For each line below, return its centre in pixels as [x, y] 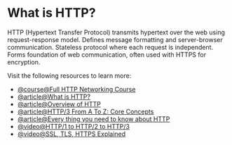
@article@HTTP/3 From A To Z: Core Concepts [86, 111]
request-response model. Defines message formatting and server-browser [115, 39]
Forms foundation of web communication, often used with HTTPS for [107, 55]
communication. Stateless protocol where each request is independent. [110, 47]
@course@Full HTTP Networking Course [76, 89]
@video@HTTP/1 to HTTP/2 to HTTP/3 [73, 126]
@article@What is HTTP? [54, 97]
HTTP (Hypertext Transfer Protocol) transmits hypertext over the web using [116, 32]
